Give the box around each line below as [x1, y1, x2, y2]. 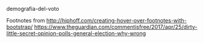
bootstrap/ [6, 24, 33, 30]
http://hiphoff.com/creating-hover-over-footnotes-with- [46, 17, 187, 24]
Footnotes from [6, 17, 45, 24]
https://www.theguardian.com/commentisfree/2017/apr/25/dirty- [34, 24, 198, 30]
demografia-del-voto [6, 5, 59, 12]
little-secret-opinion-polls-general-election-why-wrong [6, 30, 146, 37]
